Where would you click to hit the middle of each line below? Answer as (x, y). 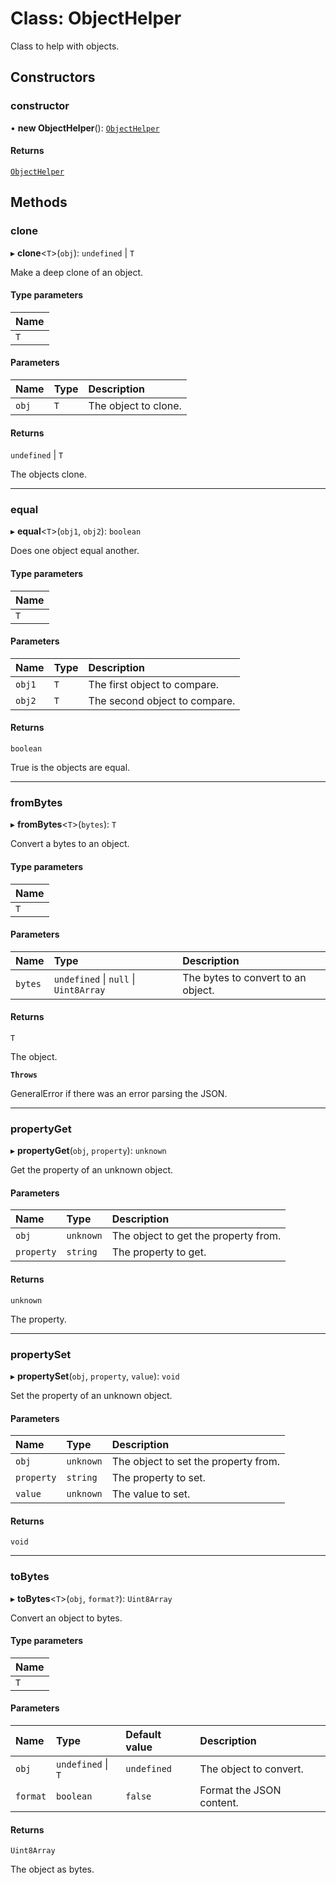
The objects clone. (48, 474)
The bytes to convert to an (244, 977)
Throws (24, 1075)
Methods (39, 202)
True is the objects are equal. (70, 768)
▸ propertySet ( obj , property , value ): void (95, 1376)
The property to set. (158, 1478)
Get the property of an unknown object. (91, 1170)
